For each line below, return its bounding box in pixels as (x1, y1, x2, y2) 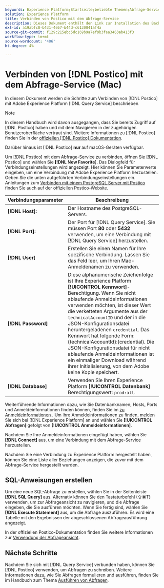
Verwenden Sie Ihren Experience (67, 377, 143, 384)
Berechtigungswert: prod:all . (67, 389, 136, 396)
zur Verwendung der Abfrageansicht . (5, 535, 80, 541)
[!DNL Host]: (7, 208, 37, 215)
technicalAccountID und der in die (67, 314, 146, 321)
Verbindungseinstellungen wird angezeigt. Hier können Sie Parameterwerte (5, 164, 157, 170)
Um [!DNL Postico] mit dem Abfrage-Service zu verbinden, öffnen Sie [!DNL (5, 154, 158, 160)
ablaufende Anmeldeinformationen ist (67, 350, 154, 357)
